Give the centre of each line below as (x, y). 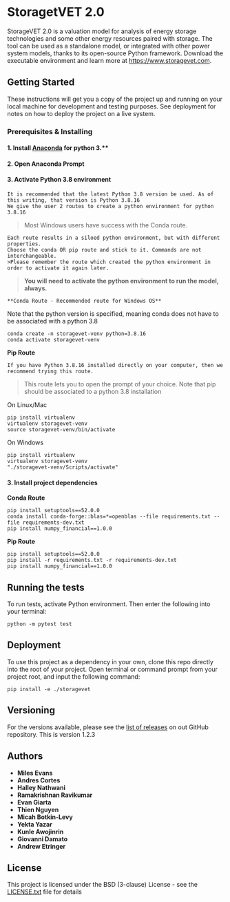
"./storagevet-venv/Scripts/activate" (63, 467)
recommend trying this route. (51, 372)
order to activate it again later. (58, 268)
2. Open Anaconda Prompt (46, 164)
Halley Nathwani (41, 787)
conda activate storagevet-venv (53, 340)
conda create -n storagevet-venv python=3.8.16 (77, 334)
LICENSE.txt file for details (45, 892)
